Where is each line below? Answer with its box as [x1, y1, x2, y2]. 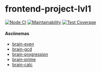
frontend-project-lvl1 [5, 3, 91, 14]
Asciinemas [5, 30, 29, 36]
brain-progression [12, 52, 48, 58]
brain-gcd [12, 46, 32, 52]
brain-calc [12, 62, 33, 68]
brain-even [12, 41, 34, 47]
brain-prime [12, 57, 36, 62]
